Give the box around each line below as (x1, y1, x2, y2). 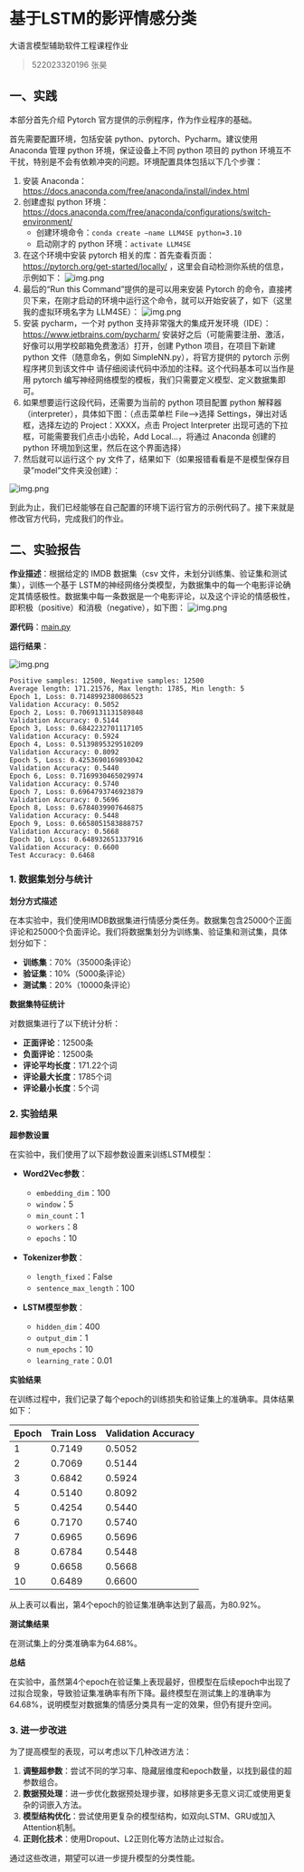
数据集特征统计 (9, 998, 65, 1009)
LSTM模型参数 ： (22, 1302, 86, 1313)
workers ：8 (35, 1221, 79, 1233)
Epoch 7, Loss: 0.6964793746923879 (9, 787, 144, 796)
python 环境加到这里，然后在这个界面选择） (22, 441, 186, 453)
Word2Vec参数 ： (22, 1169, 88, 1179)
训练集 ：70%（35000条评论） (22, 956, 137, 967)
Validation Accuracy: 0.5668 (9, 827, 119, 836)
